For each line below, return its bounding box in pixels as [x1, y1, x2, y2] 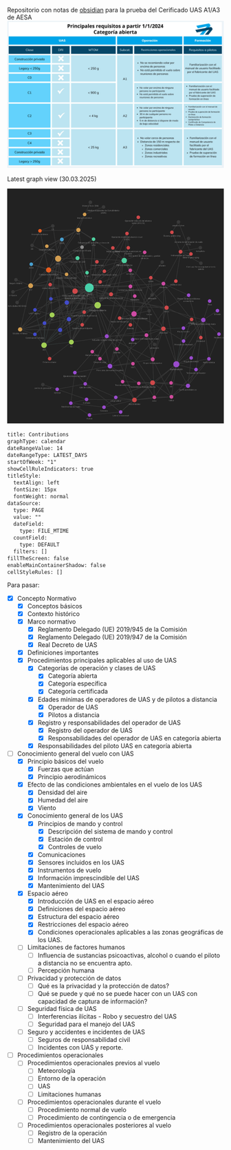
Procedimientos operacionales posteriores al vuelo [27, 1121, 172, 1129]
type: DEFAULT [19, 541, 60, 548]
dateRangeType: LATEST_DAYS [7, 451, 88, 458]
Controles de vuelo [47, 842, 102, 851]
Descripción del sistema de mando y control [47, 827, 173, 835]
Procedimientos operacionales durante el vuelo [27, 1098, 162, 1106]
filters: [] [13, 548, 48, 555]
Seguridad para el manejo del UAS [37, 1020, 135, 1028]
